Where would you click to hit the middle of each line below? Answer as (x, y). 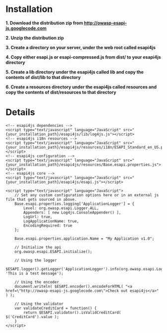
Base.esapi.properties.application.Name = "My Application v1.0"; (84, 239)
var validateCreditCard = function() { (56, 308)
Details (20, 112)
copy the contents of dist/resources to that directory (61, 92)
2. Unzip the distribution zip (35, 38)
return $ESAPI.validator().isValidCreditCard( (72, 312)
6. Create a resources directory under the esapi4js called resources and (81, 87)
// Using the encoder (37, 282)
